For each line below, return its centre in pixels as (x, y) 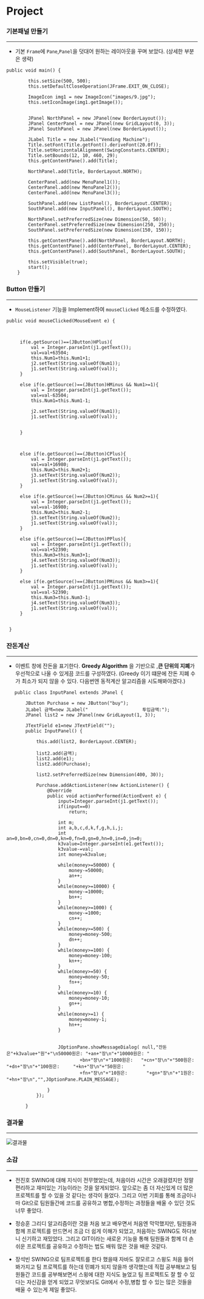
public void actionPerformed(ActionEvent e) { (107, 796)
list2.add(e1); (55, 759)
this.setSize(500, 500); (59, 81)
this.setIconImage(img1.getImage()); (76, 102)
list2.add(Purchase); (63, 764)
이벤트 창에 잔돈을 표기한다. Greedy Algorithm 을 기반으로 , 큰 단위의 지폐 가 (105, 666)
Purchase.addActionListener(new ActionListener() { (103, 786)
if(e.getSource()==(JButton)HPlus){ (66, 342)
